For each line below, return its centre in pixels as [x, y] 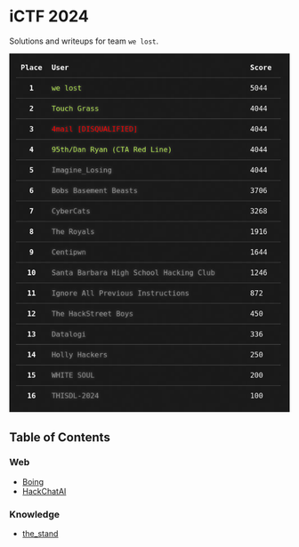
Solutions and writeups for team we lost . [84, 41]
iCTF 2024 [49, 16]
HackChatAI [44, 491]
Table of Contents [60, 437]
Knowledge [35, 514]
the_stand [40, 534]
